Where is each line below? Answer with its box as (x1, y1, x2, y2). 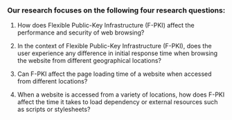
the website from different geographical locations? (17, 57, 161, 65)
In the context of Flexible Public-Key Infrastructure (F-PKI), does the (17, 42, 213, 50)
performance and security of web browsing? (17, 28, 145, 37)
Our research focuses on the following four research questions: (7, 6, 226, 15)
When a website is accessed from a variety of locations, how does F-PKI (17, 90, 225, 99)
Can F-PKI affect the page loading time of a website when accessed (17, 70, 213, 78)
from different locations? (17, 77, 88, 86)
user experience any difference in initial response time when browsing (17, 49, 218, 57)
